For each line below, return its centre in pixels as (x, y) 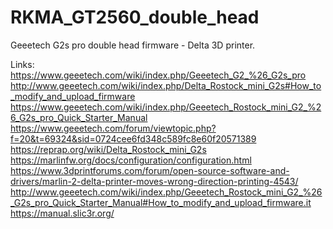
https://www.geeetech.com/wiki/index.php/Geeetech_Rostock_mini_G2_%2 (166, 107)
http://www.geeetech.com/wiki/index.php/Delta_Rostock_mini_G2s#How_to (166, 85)
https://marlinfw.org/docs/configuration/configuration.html (131, 160)
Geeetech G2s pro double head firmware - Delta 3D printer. (133, 45)
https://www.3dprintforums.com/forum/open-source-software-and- (150, 170)
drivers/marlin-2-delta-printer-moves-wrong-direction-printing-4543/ (154, 181)
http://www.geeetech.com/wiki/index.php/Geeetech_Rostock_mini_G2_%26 (166, 192)
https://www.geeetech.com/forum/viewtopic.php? (113, 128)
